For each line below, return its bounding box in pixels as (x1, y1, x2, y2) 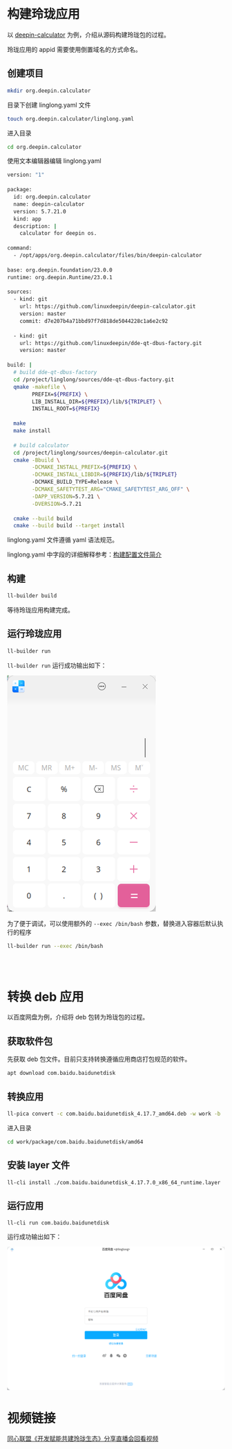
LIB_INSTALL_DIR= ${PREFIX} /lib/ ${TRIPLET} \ (32, 398, 162, 405)
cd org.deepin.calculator (7, 143, 81, 150)
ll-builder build (7, 592, 57, 599)
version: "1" (7, 171, 45, 179)
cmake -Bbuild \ (13, 457, 60, 464)
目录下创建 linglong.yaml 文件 (7, 100, 91, 109)
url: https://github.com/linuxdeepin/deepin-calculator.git (19, 303, 196, 310)
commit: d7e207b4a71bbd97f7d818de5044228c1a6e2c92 (19, 317, 168, 324)
